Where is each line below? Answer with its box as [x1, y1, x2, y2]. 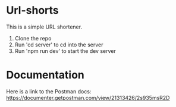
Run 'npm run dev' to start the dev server [14, 47, 116, 54]
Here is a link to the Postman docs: [6, 87, 92, 95]
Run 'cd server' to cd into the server [14, 41, 103, 48]
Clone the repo [14, 34, 52, 42]
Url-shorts [6, 4, 59, 17]
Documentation [6, 68, 85, 82]
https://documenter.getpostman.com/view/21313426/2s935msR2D [6, 94, 170, 101]
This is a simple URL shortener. [6, 23, 82, 30]
